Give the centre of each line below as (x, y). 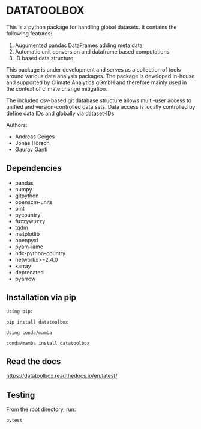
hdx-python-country (40, 253)
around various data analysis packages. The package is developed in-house (100, 76)
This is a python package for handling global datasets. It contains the (91, 27)
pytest (14, 421)
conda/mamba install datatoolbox (48, 343)
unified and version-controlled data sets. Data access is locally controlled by (101, 106)
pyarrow (25, 279)
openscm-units (34, 202)
